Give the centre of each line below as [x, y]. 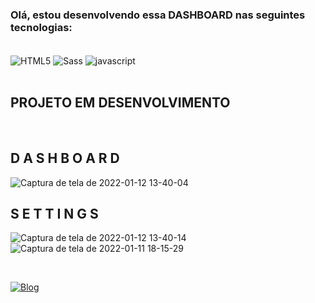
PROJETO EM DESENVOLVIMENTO [120, 103]
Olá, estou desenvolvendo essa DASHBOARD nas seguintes [158, 15]
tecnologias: [41, 27]
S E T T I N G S [54, 213]
